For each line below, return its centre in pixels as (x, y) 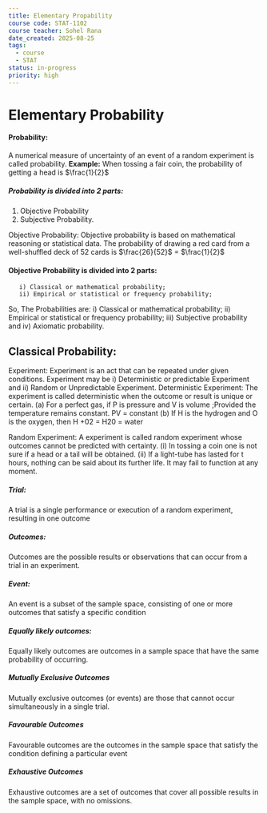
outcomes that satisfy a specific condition (77, 612)
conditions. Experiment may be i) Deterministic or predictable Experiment (129, 379)
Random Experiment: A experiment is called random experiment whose (125, 437)
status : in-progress (43, 68)
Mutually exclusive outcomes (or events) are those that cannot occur (122, 698)
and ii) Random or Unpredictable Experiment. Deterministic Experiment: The (133, 388)
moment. (23, 471)
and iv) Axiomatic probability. (56, 326)
